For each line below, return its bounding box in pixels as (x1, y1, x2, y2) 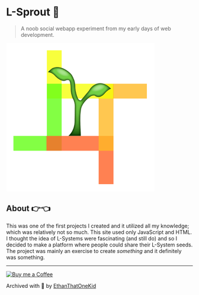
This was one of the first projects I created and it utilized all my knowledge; (6, 222, 190, 229)
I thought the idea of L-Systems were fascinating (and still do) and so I (6, 235, 178, 242)
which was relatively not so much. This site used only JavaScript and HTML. (6, 228, 192, 236)
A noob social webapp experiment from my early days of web (20, 25, 172, 32)
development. (20, 31, 54, 38)
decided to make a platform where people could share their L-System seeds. (6, 241, 193, 248)
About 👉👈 (6, 204, 50, 214)
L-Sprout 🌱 (6, 5, 60, 19)
